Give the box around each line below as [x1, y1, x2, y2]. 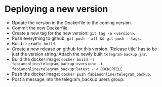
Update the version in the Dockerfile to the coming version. [11, 20, 132, 26]
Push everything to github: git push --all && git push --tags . [11, 35, 141, 41]
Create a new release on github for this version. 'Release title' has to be [11, 46, 158, 52]
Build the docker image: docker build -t [11, 56, 95, 62]
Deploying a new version [4, 3, 108, 15]
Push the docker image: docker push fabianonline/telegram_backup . [11, 71, 151, 77]
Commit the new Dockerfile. [11, 25, 69, 30]
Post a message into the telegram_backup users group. [11, 76, 124, 82]
